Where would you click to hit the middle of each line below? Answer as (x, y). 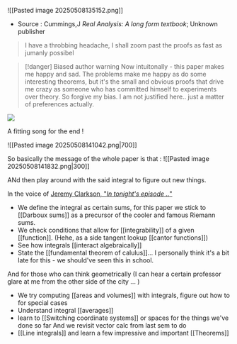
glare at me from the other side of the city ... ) (74, 282)
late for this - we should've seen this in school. (86, 260)
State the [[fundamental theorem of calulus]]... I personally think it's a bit (123, 253)
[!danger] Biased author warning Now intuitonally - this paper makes (125, 66)
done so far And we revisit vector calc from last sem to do (102, 325)
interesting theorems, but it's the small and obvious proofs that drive (124, 82)
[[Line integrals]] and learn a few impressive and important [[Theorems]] (123, 333)
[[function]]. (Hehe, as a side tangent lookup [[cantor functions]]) (113, 238)
